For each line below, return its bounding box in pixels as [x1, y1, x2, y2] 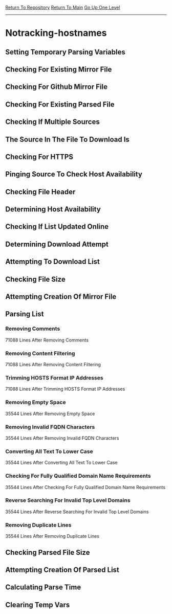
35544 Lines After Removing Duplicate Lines [5, 533, 100, 539]
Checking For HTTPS [5, 152, 73, 161]
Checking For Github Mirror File [5, 82, 107, 92]
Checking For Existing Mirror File [5, 65, 112, 74]
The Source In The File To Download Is [5, 135, 130, 143]
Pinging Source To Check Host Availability [5, 170, 142, 179]
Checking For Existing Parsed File [5, 100, 115, 109]
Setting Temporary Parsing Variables [5, 47, 125, 56]
